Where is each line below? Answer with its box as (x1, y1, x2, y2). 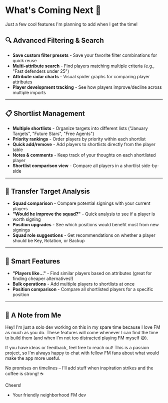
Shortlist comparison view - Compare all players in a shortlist (12, 163, 140, 169)
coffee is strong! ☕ (5, 371, 44, 376)
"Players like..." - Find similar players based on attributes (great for (12, 271, 152, 277)
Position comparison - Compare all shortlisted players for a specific (12, 286, 153, 293)
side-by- (141, 163, 159, 169)
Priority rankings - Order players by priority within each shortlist (12, 136, 146, 142)
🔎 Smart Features (5, 257, 60, 265)
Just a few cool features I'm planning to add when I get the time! (5, 21, 138, 27)
